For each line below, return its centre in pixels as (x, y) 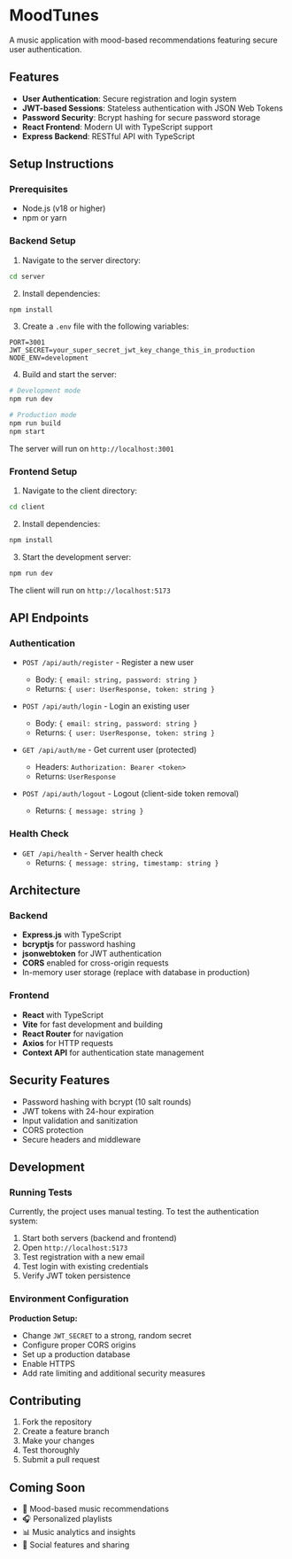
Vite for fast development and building (92, 1024)
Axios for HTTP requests (67, 1043)
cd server (27, 276)
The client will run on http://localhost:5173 (90, 590)
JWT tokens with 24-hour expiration (88, 1111)
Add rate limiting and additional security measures (114, 1373)
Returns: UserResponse (76, 777)
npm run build (35, 423)
